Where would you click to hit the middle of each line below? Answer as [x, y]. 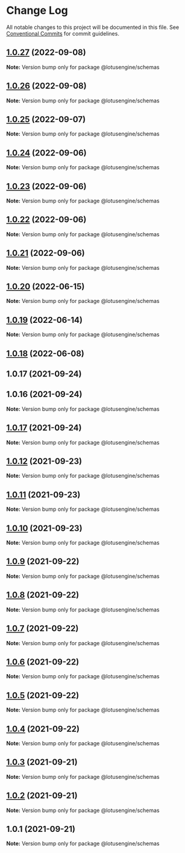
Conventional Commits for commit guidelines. [63, 33]
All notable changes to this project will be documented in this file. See [93, 27]
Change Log [37, 11]
